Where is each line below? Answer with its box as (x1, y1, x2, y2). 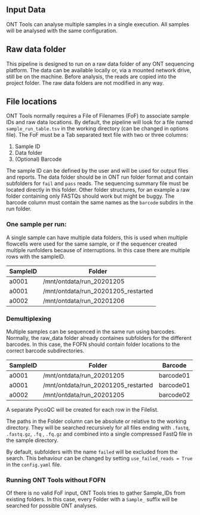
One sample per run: (6, 220, 67, 229)
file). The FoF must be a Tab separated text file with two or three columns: (6, 131, 188, 139)
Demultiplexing (6, 314, 52, 323)
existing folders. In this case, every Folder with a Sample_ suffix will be (6, 496, 178, 503)
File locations (6, 97, 57, 107)
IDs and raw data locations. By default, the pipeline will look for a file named (6, 119, 193, 126)
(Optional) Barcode (14, 155, 62, 163)
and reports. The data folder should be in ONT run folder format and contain (6, 173, 193, 181)
